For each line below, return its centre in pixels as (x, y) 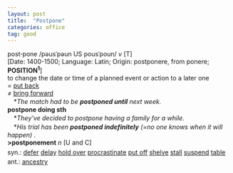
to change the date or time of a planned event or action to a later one (109, 78)
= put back (23, 85)
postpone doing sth (37, 109)
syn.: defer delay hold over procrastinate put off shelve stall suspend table (116, 152)
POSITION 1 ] (25, 70)
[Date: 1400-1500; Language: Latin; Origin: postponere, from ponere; (108, 62)
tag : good (22, 34)
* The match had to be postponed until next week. (87, 101)
